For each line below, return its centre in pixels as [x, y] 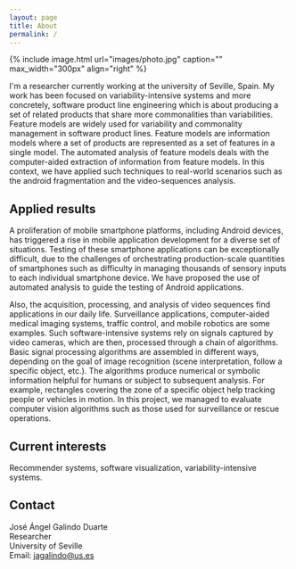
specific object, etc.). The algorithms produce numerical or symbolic [135, 371]
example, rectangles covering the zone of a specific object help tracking [142, 390]
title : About [33, 26]
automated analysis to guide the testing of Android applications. [127, 287]
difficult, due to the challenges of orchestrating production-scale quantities [147, 259]
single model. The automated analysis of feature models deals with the [139, 153]
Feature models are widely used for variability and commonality [126, 124]
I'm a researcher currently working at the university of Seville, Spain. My [142, 87]
